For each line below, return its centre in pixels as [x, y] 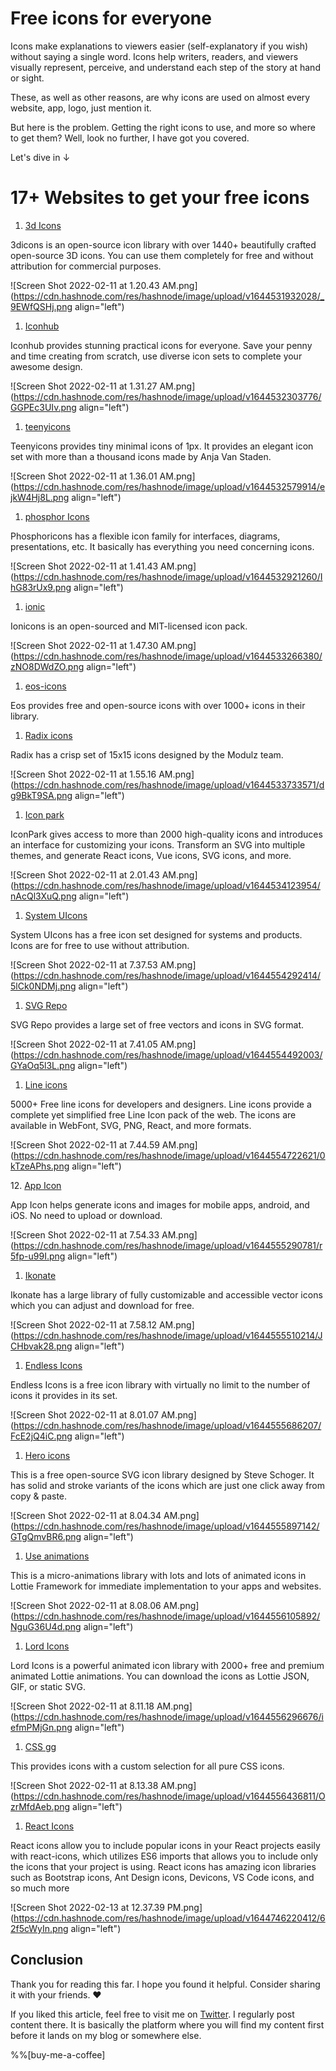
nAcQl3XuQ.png [43, 896]
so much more [40, 1888]
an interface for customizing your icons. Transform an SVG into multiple [158, 844]
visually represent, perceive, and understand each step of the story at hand [165, 67]
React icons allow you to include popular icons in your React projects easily [165, 1845]
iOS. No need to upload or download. [86, 1215]
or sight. [27, 78]
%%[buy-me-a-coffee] [58, 2054]
